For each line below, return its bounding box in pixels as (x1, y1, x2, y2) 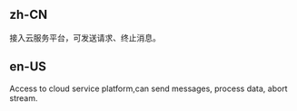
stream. (9, 92, 38, 103)
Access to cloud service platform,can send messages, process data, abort (9, 83, 288, 94)
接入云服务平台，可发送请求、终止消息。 (9, 32, 161, 43)
